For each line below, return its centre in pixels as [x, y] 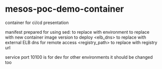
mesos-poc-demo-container [65, 9]
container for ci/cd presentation [37, 23]
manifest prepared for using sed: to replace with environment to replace [77, 32]
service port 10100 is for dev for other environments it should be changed [79, 57]
